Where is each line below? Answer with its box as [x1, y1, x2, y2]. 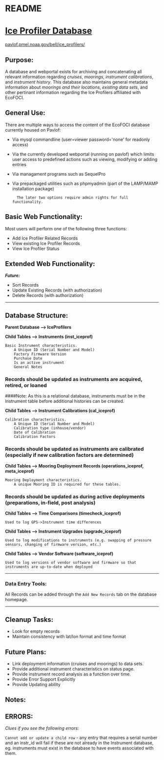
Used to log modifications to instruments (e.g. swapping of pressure [5, 538, 152, 543]
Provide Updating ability [12, 682, 61, 687]
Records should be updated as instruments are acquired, [5, 376, 143, 383]
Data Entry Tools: [5, 581, 47, 587]
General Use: [5, 109, 45, 117]
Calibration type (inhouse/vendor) [14, 426, 86, 431]
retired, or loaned [5, 382, 47, 389]
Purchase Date [14, 356, 42, 361]
